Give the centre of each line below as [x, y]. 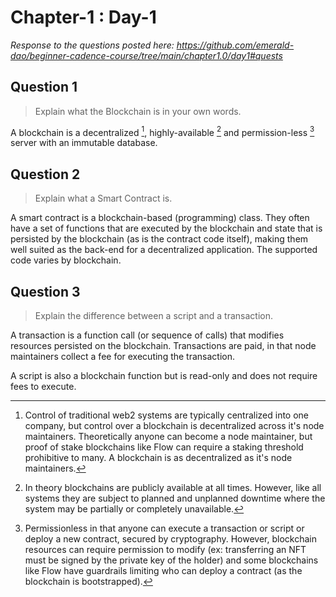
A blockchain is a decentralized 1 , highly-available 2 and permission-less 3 [162, 131]
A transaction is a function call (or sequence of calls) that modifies [147, 335]
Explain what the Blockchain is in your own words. [138, 111]
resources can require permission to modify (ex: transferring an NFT [165, 550]
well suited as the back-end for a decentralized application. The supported [164, 250]
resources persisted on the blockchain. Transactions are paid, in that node [163, 346]
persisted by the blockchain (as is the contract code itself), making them [159, 239]
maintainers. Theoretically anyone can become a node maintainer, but [168, 437]
